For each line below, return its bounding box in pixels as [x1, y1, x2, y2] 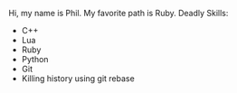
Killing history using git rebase [21, 73, 135, 84]
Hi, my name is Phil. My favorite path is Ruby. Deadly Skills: [8, 8, 229, 18]
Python [21, 54, 49, 64]
